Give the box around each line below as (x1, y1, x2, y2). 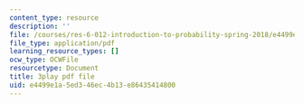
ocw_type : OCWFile (9, 55, 79, 64)
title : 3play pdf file (9, 72, 95, 81)
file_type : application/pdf (9, 38, 116, 48)
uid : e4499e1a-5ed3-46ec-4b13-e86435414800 (9, 80, 176, 90)
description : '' (9, 22, 71, 31)
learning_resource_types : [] (9, 47, 119, 56)
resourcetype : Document (9, 64, 100, 73)
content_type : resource (9, 13, 100, 23)
